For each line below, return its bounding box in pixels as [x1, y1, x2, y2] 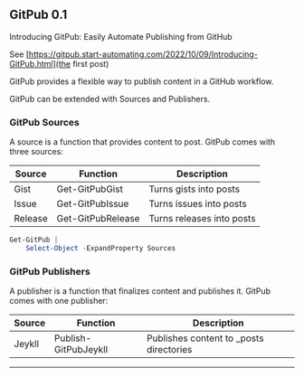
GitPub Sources [9, 116, 80, 128]
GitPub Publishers [9, 265, 90, 278]
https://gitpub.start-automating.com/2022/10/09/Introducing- [28, 49, 258, 60]
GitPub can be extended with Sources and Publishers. [9, 93, 211, 104]
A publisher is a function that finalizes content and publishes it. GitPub [9, 286, 271, 297]
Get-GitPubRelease [56, 212, 140, 225]
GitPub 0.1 [9, 7, 68, 23]
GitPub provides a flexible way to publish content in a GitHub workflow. [9, 76, 274, 87]
